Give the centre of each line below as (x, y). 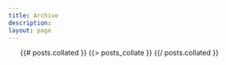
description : (30, 23)
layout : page (30, 30)
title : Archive (34, 15)
